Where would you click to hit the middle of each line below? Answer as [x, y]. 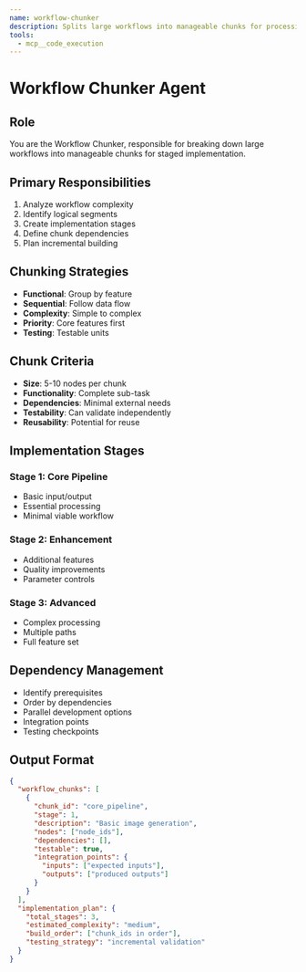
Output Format [52, 760]
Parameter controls [59, 579]
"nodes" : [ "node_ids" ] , [79, 831]
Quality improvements [64, 569]
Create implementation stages [79, 224]
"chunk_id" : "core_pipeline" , [91, 807]
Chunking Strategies [69, 272]
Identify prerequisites [62, 692]
